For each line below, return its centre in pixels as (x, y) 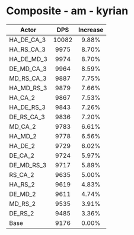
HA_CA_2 (22, 97)
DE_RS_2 (22, 213)
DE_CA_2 (22, 155)
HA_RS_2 (22, 184)
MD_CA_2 (23, 126)
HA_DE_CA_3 (28, 40)
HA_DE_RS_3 (27, 107)
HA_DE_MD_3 (28, 59)
